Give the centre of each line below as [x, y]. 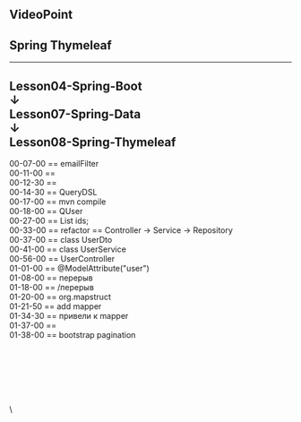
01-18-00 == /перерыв [52, 288]
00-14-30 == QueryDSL [53, 193]
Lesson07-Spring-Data [75, 114]
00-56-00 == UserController [62, 259]
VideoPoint [41, 15]
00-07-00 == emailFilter [54, 164]
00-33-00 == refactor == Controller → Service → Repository [121, 230]
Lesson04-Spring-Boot [76, 86]
